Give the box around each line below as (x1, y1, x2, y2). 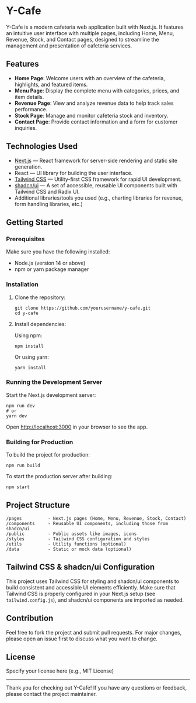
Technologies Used (6, 142, 78, 152)
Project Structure (6, 500, 70, 510)
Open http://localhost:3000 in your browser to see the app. (6, 423, 148, 430)
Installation (6, 280, 39, 289)
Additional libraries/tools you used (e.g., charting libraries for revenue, (14, 194, 183, 201)
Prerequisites (6, 235, 45, 243)
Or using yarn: (14, 353, 50, 361)
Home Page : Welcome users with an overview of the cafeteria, (14, 74, 165, 81)
